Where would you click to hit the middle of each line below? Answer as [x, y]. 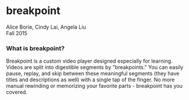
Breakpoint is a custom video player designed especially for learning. [89, 61]
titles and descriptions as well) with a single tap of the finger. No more [90, 80]
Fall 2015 [17, 33]
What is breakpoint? [35, 48]
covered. [17, 92]
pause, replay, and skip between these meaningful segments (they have [93, 74]
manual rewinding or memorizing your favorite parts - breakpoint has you [94, 86]
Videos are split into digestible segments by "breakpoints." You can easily [95, 67]
